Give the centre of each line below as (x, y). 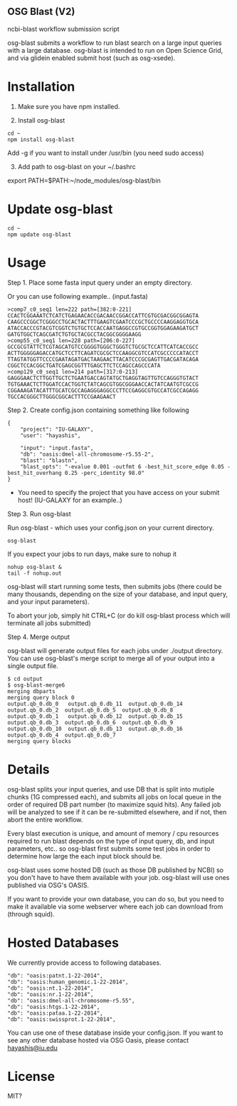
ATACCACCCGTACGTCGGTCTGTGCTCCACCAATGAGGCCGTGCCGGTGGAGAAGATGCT (103, 328)
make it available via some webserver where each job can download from (115, 906)
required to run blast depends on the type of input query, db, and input (111, 841)
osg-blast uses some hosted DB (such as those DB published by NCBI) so (116, 870)
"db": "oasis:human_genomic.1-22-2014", (68, 982)
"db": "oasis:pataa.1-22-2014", (55, 1013)
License (31, 1076)
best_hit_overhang (35, 473)
